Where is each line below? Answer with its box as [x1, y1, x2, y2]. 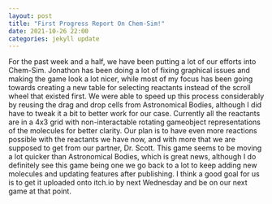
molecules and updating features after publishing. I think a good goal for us [8, 169, 260, 179]
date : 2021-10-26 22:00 [8, 27, 89, 35]
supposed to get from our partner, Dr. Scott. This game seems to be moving [8, 143, 262, 153]
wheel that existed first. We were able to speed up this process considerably [8, 91, 265, 102]
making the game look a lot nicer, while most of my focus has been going [8, 74, 253, 84]
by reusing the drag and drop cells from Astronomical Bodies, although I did [8, 100, 262, 110]
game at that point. [8, 186, 71, 196]
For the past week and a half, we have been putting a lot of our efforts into [8, 57, 257, 67]
